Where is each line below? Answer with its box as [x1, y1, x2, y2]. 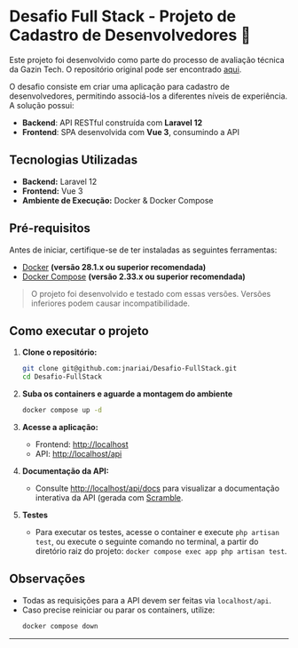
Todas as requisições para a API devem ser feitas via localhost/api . [21, 595, 272, 605]
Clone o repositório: [21, 347, 98, 357]
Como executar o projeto [9, 323, 149, 339]
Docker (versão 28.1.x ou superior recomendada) [21, 261, 207, 272]
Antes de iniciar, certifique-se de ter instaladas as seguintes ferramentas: [9, 244, 278, 255]
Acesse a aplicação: [21, 422, 99, 432]
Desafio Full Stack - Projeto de [9, 6, 237, 27]
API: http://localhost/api [35, 449, 122, 459]
